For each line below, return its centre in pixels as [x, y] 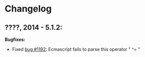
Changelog [28, 9]
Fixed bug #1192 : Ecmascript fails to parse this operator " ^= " [76, 49]
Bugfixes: [15, 39]
